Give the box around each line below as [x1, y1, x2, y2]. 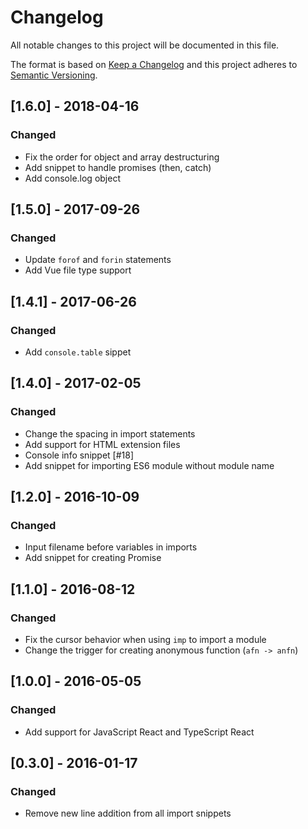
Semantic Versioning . [10, 69, 98, 81]
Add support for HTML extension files [24, 438, 181, 450]
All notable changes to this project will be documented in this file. [10, 39, 280, 51]
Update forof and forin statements [24, 254, 172, 266]
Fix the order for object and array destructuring [24, 151, 220, 163]
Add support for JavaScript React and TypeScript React [24, 726, 255, 738]
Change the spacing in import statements [24, 427, 196, 440]
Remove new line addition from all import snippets [24, 807, 232, 820]
